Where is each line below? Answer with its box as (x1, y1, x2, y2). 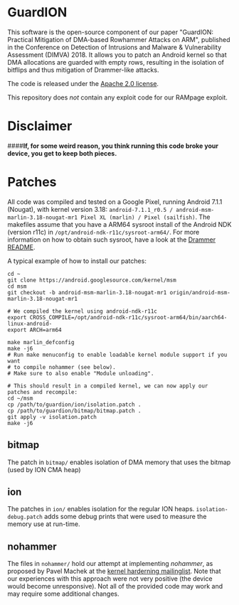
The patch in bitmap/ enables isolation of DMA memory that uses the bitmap (7, 458, 231, 466)
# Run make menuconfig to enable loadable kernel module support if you (7, 351, 228, 358)
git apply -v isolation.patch (7, 413, 97, 420)
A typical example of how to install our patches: (7, 257, 147, 265)
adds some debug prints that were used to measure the (43, 513, 207, 521)
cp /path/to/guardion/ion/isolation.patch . (7, 401, 142, 408)
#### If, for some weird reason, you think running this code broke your (7, 141, 219, 150)
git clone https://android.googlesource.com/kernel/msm (7, 277, 176, 284)
